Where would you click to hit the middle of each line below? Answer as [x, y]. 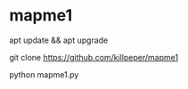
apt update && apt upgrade [59, 40]
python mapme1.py [44, 74]
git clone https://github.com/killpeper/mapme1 [94, 57]
